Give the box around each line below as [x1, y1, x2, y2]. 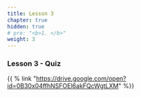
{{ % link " [7, 74, 37, 83]
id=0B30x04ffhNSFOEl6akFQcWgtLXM [7, 82, 119, 90]
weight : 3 [7, 36, 36, 43]
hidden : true [7, 23, 45, 30]
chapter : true [7, 17, 48, 24]
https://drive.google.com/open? [35, 74, 126, 83]
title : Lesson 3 [7, 10, 54, 17]
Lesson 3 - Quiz [7, 59, 62, 69]
